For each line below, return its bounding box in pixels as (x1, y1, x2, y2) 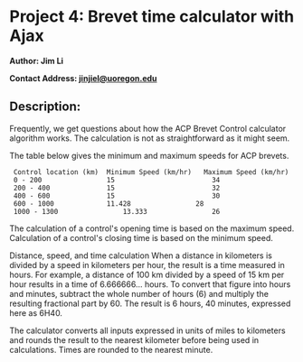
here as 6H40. (9, 307, 63, 318)
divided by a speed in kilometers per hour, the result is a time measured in (9, 259, 285, 270)
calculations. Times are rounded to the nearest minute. (9, 344, 213, 355)
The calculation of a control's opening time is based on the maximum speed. (9, 223, 295, 234)
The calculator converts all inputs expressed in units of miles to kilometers (9, 325, 287, 336)
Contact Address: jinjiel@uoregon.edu (9, 72, 157, 83)
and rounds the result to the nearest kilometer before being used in (9, 334, 260, 345)
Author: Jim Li (9, 55, 64, 66)
